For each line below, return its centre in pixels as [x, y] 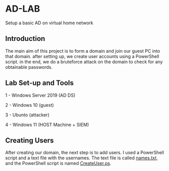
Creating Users [30, 140]
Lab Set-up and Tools [40, 83]
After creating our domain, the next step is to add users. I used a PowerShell [85, 153]
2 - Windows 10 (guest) [30, 105]
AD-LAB [23, 9]
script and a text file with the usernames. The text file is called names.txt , [81, 158]
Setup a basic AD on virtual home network [49, 23]
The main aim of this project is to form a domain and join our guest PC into [83, 51]
